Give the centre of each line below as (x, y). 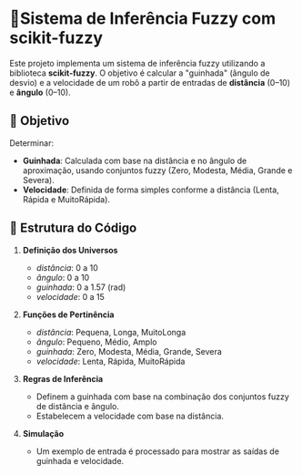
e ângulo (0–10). (40, 92)
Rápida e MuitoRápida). (66, 199)
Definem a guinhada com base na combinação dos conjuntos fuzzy (162, 397)
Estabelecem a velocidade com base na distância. (130, 416)
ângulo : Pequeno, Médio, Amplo (96, 342)
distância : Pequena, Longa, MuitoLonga (111, 332)
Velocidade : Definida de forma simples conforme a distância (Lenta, (151, 190)
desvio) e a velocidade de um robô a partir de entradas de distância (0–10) (150, 82)
